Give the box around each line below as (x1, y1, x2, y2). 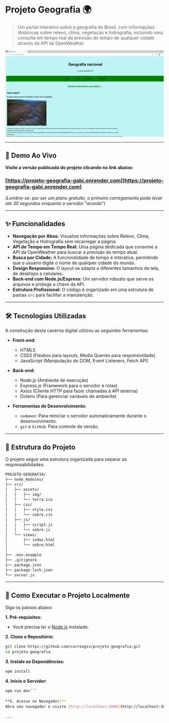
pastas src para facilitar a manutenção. (12, 292, 94, 298)
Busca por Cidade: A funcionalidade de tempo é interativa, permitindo (12, 254, 158, 260)
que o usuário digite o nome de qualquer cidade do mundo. (12, 260, 136, 266)
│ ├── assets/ (5, 487, 39, 492)
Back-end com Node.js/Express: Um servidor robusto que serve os (12, 275, 154, 282)
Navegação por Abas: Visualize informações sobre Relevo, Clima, (12, 233, 150, 239)
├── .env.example (5, 552, 42, 558)
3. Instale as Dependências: (5, 658, 64, 665)
